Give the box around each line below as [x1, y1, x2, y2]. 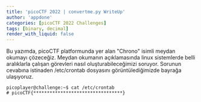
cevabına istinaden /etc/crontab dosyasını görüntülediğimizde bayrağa [6, 67, 182, 74]
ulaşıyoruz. [6, 73, 34, 80]
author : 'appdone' [6, 14, 53, 20]
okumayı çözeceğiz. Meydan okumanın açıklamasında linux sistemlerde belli [6, 54, 196, 61]
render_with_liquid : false [6, 31, 74, 37]
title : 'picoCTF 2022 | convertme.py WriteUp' [6, 8, 126, 15]
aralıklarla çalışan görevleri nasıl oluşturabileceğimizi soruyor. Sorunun [6, 61, 182, 68]
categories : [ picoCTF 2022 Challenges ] [6, 20, 107, 26]
